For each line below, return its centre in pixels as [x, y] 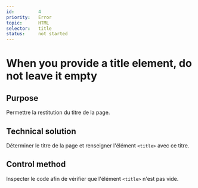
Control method [36, 164]
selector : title [29, 28]
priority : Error [29, 17]
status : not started [37, 34]
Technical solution [41, 131]
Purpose [22, 98]
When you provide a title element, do [99, 64]
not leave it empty [52, 76]
